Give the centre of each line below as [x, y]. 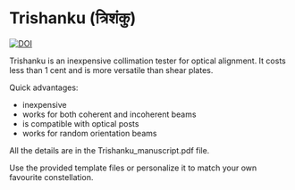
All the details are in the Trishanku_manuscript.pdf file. [110, 150]
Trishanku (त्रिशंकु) [73, 18]
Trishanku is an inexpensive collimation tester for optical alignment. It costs [147, 61]
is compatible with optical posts [80, 123]
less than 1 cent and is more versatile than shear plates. [111, 70]
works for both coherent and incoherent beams [109, 114]
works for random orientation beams [89, 133]
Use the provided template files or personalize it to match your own [133, 168]
